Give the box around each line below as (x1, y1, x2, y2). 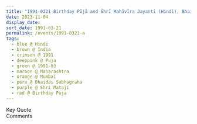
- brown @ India (11, 47, 51, 53)
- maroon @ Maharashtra (11, 68, 69, 74)
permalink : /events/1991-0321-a (6, 30, 85, 36)
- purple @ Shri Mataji (11, 85, 69, 91)
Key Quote (6, 106, 32, 113)
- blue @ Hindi (11, 42, 49, 47)
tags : (6, 36, 19, 42)
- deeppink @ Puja (11, 57, 57, 63)
